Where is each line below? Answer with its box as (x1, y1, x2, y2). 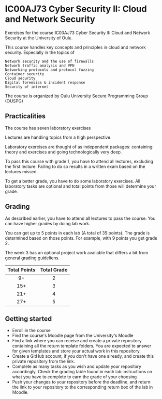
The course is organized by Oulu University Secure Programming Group (5, 93, 148, 99)
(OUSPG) (5, 98, 23, 104)
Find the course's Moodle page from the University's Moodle (12, 332, 134, 338)
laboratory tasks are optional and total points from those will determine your (5, 183, 156, 189)
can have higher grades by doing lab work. (5, 220, 90, 226)
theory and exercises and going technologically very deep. (5, 149, 122, 155)
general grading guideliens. (5, 255, 59, 261)
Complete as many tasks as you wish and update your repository (12, 364, 142, 369)
